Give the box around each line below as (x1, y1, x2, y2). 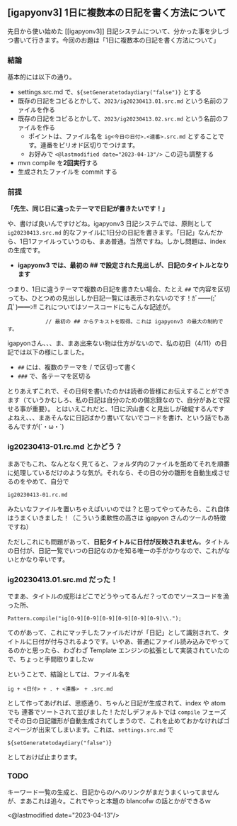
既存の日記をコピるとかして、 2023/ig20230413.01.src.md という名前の (17, 96, 223, 105)
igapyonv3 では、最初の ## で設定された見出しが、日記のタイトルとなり (17, 261, 230, 269)
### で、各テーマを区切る (17, 372, 91, 381)
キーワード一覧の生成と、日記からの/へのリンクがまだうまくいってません (7, 788, 219, 796)
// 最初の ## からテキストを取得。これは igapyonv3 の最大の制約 (45, 318, 219, 325)
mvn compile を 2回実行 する (17, 159, 98, 167)
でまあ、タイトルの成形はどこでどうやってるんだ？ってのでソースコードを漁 (7, 592, 230, 601)
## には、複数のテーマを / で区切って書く (17, 363, 137, 372)
